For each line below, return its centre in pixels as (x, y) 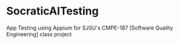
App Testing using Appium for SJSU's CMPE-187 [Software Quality (90, 28)
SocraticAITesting (52, 11)
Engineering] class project (39, 34)
